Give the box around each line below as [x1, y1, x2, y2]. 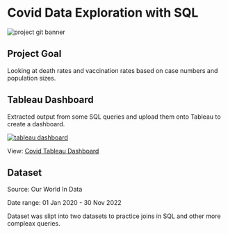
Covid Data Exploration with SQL [7, 5, 199, 21]
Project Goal [7, 48, 62, 60]
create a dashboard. [7, 119, 65, 128]
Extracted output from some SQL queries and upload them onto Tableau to [7, 112, 221, 121]
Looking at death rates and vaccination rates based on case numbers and [7, 66, 218, 74]
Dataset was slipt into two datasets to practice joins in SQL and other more [7, 212, 221, 220]
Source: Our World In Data [7, 185, 83, 194]
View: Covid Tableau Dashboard [7, 147, 99, 155]
